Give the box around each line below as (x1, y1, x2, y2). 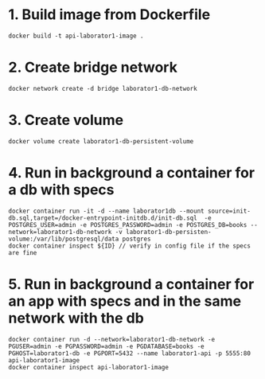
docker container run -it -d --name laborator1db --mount (8, 207, 205, 215)
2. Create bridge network (8, 58, 177, 76)
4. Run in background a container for (8, 164, 255, 182)
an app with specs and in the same (8, 292, 241, 310)
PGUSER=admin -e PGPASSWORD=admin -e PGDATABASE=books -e (8, 342, 205, 350)
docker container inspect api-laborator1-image (8, 363, 170, 371)
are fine (8, 248, 37, 256)
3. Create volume (8, 111, 124, 129)
